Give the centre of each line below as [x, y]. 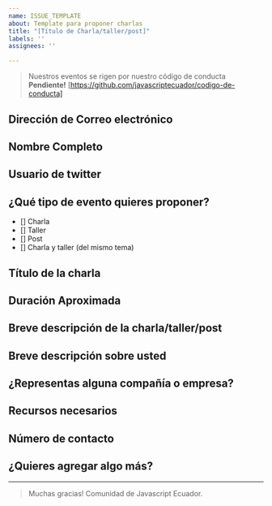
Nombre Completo [56, 147]
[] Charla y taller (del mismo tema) [77, 248]
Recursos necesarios [63, 411]
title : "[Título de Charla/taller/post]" [79, 31]
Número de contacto [62, 438]
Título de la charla [55, 273]
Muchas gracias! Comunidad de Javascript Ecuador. [115, 493]
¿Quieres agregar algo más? [81, 467]
